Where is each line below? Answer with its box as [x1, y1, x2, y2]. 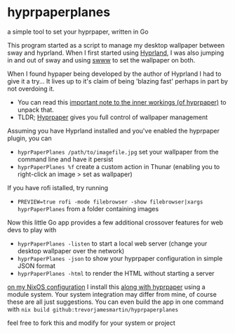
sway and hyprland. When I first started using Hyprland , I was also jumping [7, 48, 224, 57]
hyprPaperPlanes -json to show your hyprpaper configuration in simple [17, 254, 223, 262]
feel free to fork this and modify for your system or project [7, 319, 175, 327]
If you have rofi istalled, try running [7, 183, 109, 192]
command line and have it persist [17, 155, 114, 163]
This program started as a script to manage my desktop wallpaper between [7, 41, 225, 49]
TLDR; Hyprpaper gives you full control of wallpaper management [17, 113, 208, 121]
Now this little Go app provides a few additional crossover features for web [7, 218, 223, 227]
